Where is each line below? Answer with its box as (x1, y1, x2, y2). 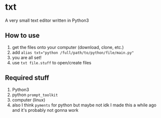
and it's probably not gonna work (12, 107, 79, 113)
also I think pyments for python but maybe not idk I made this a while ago (12, 102, 157, 108)
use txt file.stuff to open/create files (12, 59, 92, 65)
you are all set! (12, 55, 42, 60)
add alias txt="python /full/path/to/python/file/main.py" (12, 49, 134, 55)
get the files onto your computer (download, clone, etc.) (12, 44, 124, 50)
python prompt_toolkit (12, 91, 58, 98)
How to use (5, 31, 40, 40)
